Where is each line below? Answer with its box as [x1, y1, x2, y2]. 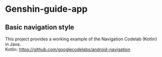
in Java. [5, 41, 21, 47]
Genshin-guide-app [5, 3, 88, 15]
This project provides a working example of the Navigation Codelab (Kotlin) [5, 36, 157, 42]
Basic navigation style [5, 23, 75, 31]
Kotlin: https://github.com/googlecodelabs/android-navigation [5, 47, 131, 52]
